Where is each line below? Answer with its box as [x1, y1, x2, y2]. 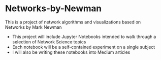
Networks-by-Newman [5, 3, 102, 14]
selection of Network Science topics [12, 39, 86, 44]
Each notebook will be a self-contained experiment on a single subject [12, 44, 155, 50]
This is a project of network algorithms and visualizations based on [5, 19, 141, 25]
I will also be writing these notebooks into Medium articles [12, 49, 130, 55]
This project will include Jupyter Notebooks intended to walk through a [12, 34, 156, 40]
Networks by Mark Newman [5, 24, 62, 30]
